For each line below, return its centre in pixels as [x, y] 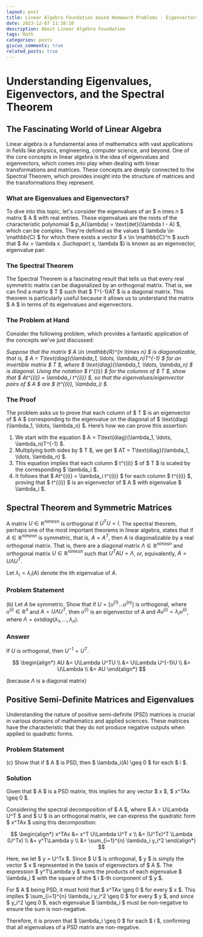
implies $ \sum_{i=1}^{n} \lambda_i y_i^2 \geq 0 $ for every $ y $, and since [100, 896]
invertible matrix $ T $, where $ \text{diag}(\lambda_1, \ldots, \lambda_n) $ [100, 365]
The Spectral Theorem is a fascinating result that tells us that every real [95, 279]
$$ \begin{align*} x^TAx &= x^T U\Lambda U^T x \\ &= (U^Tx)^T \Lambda [101, 834]
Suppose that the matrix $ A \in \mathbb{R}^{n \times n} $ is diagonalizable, [101, 351]
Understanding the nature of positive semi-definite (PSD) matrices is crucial [101, 714]
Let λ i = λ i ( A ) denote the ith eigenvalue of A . [62, 574]
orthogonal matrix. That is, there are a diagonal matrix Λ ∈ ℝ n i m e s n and [95, 545]
